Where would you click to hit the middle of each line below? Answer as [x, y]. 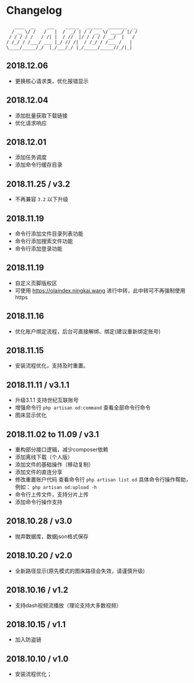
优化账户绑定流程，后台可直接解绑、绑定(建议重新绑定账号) [88, 331]
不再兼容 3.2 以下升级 [42, 199]
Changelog [34, 10]
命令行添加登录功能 [39, 249]
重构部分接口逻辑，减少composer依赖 [62, 450]
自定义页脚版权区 [36, 283]
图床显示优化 [31, 415]
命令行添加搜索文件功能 [44, 241]
